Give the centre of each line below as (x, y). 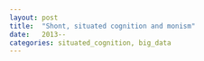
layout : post (34, 17)
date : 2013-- (38, 34)
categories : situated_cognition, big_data (90, 43)
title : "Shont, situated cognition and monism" (102, 26)
